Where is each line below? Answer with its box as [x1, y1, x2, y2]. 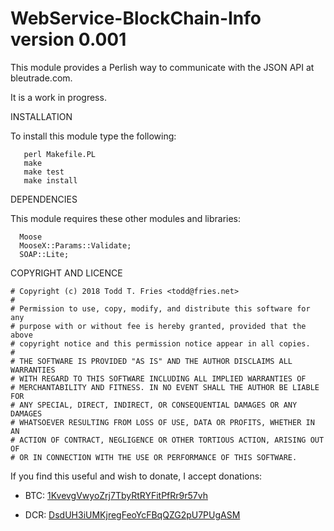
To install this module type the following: [10, 130, 177, 142]
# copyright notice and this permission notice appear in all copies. [10, 338, 311, 349]
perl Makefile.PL [23, 149, 97, 159]
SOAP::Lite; [19, 249, 70, 259]
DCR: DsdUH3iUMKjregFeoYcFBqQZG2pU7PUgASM [24, 508, 241, 521]
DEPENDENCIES [10, 193, 78, 205]
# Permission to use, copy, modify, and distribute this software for [10, 303, 311, 314]
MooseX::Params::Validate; [19, 240, 132, 251]
